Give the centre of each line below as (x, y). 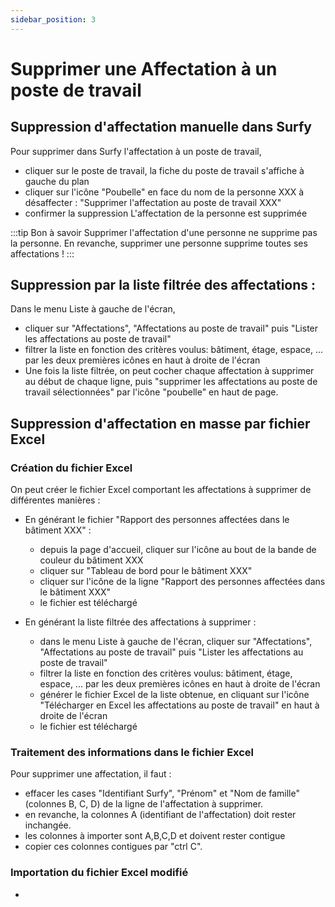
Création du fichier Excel (71, 468)
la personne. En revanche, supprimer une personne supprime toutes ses (159, 243)
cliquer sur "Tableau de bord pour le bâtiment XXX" (146, 571)
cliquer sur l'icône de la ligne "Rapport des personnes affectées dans (182, 582)
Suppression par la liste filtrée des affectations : (163, 285)
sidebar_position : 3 (53, 19)
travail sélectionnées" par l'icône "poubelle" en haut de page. (151, 392)
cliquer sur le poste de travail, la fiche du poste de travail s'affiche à (164, 170)
